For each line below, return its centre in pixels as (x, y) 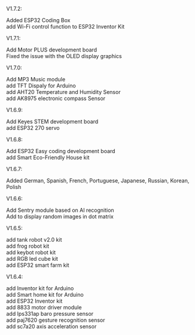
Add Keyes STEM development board (52, 121)
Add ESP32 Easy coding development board (61, 151)
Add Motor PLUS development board (52, 50)
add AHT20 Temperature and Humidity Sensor (63, 92)
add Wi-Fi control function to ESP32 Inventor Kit (65, 27)
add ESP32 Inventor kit (34, 301)
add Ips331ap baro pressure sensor (50, 314)
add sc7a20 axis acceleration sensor (51, 326)
